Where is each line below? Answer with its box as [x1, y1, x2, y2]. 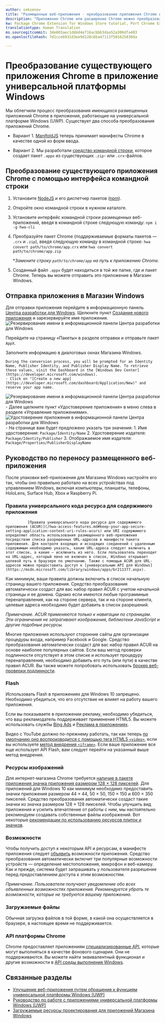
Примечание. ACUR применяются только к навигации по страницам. [5, 611, 151, 617]
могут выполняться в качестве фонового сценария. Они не [5, 949, 130, 955]
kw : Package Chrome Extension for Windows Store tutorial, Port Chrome [5, 21, 155, 26]
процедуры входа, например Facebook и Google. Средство [5, 636, 130, 642]
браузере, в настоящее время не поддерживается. [5, 920, 113, 926]
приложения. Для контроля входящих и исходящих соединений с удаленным [5, 541, 155, 546]
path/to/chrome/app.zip [12, 249, 62, 254]
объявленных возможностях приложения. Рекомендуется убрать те [5, 887, 149, 892]
